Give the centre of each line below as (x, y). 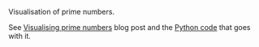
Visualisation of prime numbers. (62, 12)
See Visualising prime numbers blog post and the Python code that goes (129, 27)
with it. (19, 36)
